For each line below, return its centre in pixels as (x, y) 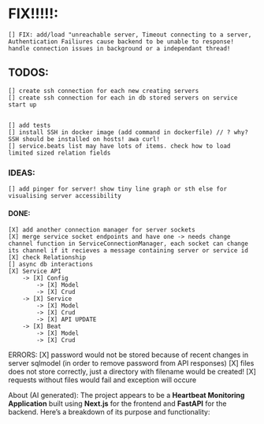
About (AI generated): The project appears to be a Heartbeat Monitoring (126, 396)
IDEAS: (22, 173)
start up (22, 104)
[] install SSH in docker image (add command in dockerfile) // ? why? (128, 132)
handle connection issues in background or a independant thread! (119, 48)
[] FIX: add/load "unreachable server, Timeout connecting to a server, (130, 35)
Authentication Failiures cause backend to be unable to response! (121, 41)
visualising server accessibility (65, 196)
